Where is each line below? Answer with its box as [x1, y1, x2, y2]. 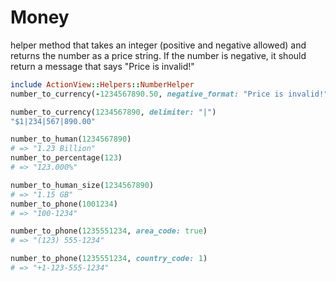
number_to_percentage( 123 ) [10, 153, 123, 163]
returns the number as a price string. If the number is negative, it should [10, 49, 307, 61]
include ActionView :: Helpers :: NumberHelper [10, 79, 195, 90]
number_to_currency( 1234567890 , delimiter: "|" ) [10, 107, 217, 117]
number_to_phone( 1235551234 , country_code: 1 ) [10, 254, 208, 264]
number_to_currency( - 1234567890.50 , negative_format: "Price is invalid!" [10, 89, 329, 99]
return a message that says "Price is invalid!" [10, 60, 195, 72]
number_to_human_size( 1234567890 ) [10, 180, 155, 190]
